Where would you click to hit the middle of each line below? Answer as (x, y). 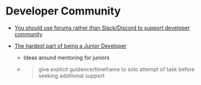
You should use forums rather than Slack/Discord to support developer (102, 28)
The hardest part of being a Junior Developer (70, 46)
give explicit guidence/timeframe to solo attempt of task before (116, 69)
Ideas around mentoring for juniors (66, 57)
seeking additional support (71, 75)
